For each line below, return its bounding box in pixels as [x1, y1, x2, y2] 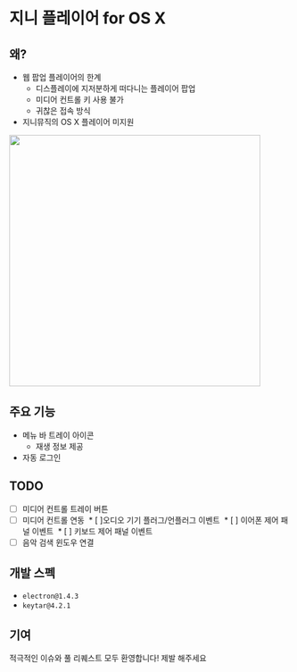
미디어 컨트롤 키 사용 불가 [35, 95, 125, 105]
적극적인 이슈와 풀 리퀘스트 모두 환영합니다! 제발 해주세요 [9, 653, 207, 664]
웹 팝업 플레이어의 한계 [21, 72, 102, 82]
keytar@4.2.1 [21, 601, 71, 610]
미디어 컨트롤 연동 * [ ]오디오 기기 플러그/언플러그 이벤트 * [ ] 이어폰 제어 [21, 515, 279, 525]
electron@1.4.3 [21, 592, 79, 601]
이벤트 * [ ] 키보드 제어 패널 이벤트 [31, 525, 153, 536]
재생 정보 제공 [35, 441, 84, 451]
